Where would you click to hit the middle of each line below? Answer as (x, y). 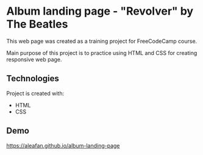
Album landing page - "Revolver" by (100, 11)
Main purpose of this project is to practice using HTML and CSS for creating (102, 52)
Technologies (33, 78)
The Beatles (37, 24)
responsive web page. (34, 59)
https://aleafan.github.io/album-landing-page (63, 145)
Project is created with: (35, 93)
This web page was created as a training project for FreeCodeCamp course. (102, 41)
